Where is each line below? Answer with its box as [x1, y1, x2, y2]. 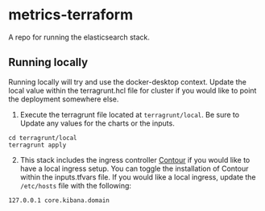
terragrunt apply [8, 141, 67, 149]
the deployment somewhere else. [8, 94, 119, 104]
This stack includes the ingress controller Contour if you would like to [19, 155, 251, 164]
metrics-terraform [8, 6, 134, 24]
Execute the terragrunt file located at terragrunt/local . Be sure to [19, 110, 240, 119]
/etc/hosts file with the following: [19, 180, 131, 190]
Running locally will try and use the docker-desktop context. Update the [8, 77, 247, 86]
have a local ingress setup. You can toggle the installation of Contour [19, 163, 249, 173]
